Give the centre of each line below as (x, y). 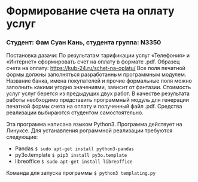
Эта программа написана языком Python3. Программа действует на (94, 125)
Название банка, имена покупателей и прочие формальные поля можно (99, 81)
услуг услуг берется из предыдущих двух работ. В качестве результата (98, 93)
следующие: (22, 137)
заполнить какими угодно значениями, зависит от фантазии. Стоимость (99, 87)
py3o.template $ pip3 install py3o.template (71, 155)
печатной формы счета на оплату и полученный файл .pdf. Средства (94, 107)
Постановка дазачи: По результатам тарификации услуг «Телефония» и (98, 56)
